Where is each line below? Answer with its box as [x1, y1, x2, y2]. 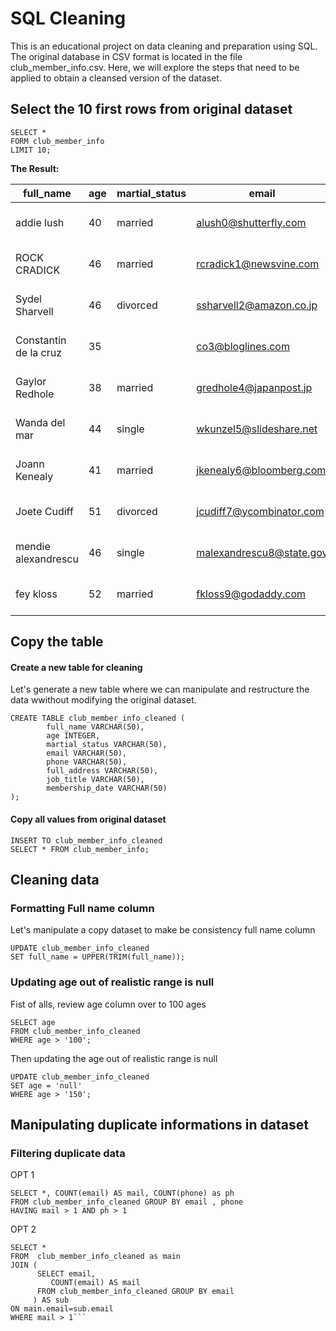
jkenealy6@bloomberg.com [196, 463, 327, 477]
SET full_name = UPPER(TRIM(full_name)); [10, 952, 186, 962]
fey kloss [15, 587, 58, 601]
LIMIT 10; [10, 145, 52, 155]
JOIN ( [10, 1260, 38, 1271]
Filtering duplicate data [10, 1146, 126, 1160]
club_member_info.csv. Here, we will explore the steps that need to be [10, 61, 300, 73]
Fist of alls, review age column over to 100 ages [10, 998, 207, 1010]
